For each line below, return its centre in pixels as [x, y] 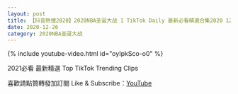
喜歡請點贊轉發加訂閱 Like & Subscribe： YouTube [80, 83]
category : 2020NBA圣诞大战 [45, 34]
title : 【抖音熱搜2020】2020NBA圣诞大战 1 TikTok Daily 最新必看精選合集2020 [115, 20]
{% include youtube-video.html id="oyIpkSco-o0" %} [85, 54]
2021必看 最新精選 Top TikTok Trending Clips [73, 69]
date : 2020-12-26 [33, 27]
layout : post [27, 14]
